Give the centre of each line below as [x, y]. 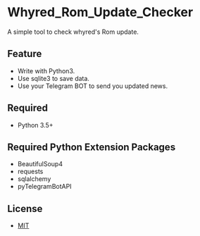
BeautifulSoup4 [40, 164]
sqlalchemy [34, 179]
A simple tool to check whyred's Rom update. [73, 32]
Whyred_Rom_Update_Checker [100, 12]
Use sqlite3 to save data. [54, 78]
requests [30, 172]
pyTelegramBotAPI [44, 187]
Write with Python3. [46, 70]
